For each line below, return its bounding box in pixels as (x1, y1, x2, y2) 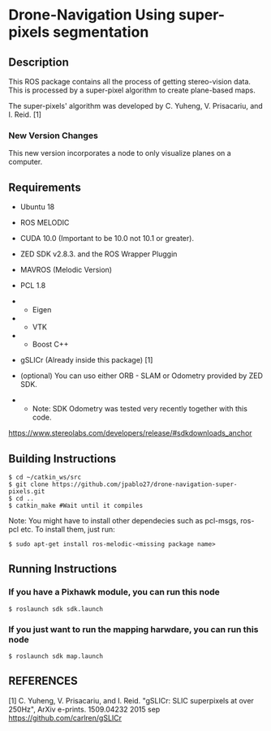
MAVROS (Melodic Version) (19, 265, 112, 275)
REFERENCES (8, 674, 79, 688)
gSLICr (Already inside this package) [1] (19, 355, 153, 365)
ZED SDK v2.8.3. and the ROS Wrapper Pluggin (19, 249, 178, 259)
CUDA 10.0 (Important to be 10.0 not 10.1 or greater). (19, 234, 195, 243)
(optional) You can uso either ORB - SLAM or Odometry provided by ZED (19, 371, 264, 381)
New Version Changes (8, 130, 99, 141)
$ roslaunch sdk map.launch (8, 651, 104, 660)
